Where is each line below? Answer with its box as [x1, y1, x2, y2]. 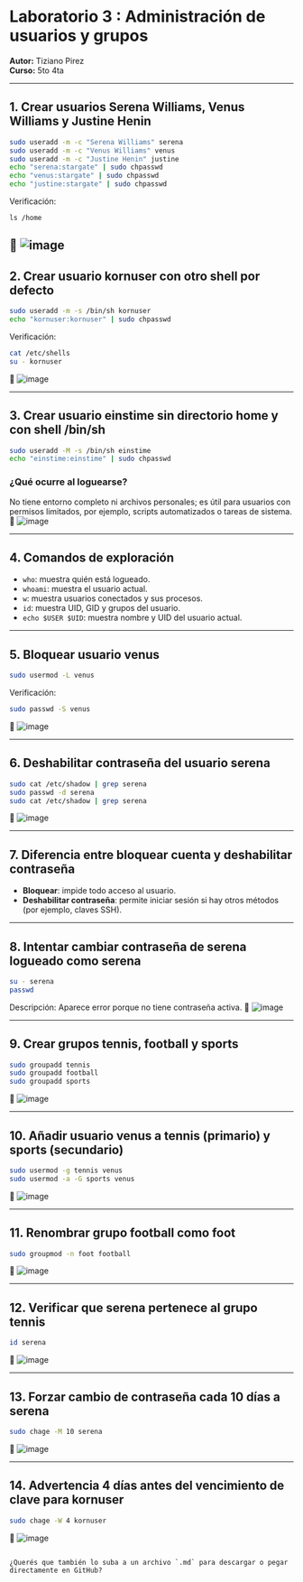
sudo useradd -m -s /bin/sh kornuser [9, 307, 151, 316]
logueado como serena [9, 953, 142, 968]
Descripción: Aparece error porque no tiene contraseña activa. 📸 [9, 1002, 250, 1013]
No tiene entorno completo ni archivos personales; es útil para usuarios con [9, 496, 291, 507]
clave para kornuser [9, 1492, 124, 1508]
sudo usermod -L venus [9, 671, 95, 680]
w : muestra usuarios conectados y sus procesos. [22, 593, 203, 604]
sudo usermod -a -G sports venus [9, 1174, 135, 1183]
